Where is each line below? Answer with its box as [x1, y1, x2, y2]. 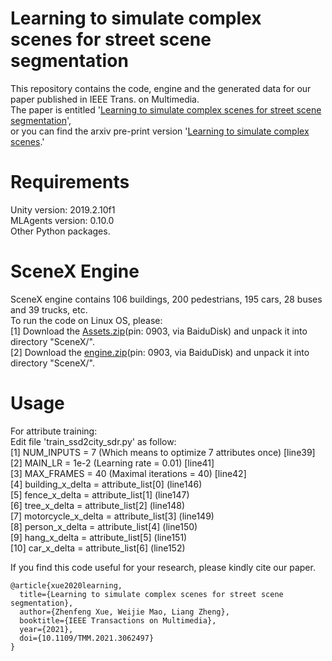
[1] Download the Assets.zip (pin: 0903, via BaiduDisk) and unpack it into [10, 325, 308, 337]
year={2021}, [19, 624, 74, 634]
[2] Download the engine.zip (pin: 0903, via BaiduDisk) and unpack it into [10, 346, 310, 358]
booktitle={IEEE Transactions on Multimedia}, [19, 615, 217, 626]
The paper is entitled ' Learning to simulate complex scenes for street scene [10, 103, 322, 116]
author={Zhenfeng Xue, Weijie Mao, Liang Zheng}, [19, 607, 230, 617]
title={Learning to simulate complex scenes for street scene [19, 589, 284, 599]
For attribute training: [10, 425, 98, 437]
